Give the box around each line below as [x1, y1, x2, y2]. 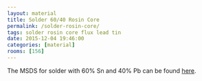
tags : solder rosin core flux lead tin [7, 29, 122, 36]
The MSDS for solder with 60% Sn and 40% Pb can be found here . [7, 66, 197, 75]
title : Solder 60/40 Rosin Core [7, 16, 100, 23]
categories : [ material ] [7, 42, 76, 48]
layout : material [7, 10, 57, 17]
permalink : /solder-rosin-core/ [7, 22, 100, 29]
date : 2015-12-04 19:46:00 [7, 35, 85, 42]
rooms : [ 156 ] [7, 48, 45, 55]
